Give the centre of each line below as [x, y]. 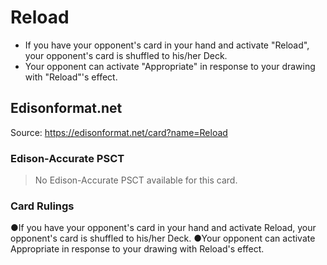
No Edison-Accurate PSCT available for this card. [136, 180]
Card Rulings [42, 206]
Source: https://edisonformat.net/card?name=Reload [119, 132]
